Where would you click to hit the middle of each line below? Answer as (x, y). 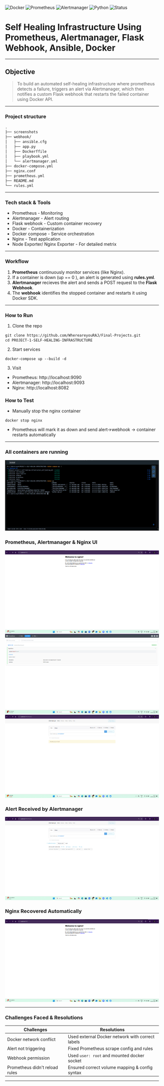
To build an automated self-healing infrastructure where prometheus (86, 83)
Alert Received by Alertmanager (44, 809)
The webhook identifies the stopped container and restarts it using (80, 293)
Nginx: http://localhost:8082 (41, 387)
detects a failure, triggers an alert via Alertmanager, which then (80, 89)
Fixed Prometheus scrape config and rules (110, 1048)
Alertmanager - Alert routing (41, 218)
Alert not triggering (26, 1048)
